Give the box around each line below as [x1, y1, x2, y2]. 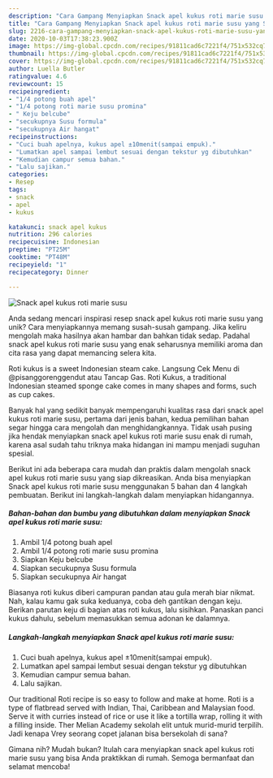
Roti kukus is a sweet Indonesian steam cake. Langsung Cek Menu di [8, 363, 240, 374]
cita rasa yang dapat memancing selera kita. [8, 348, 157, 357]
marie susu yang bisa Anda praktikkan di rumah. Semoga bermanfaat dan [8, 753, 254, 763]
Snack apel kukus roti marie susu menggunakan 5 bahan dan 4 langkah [8, 481, 248, 491]
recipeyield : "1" [8, 261, 67, 269]
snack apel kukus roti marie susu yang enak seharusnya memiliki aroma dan [8, 339, 263, 349]
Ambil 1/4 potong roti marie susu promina [19, 546, 158, 556]
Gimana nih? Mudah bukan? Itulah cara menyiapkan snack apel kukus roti [8, 745, 254, 754]
